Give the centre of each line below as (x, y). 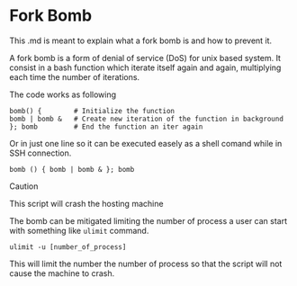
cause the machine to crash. (62, 273)
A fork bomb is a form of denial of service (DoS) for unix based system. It (145, 58)
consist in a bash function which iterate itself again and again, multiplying (145, 67)
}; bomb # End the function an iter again (106, 127)
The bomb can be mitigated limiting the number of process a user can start (148, 220)
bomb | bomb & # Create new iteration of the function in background (146, 119)
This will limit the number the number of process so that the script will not (146, 264)
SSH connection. (40, 153)
